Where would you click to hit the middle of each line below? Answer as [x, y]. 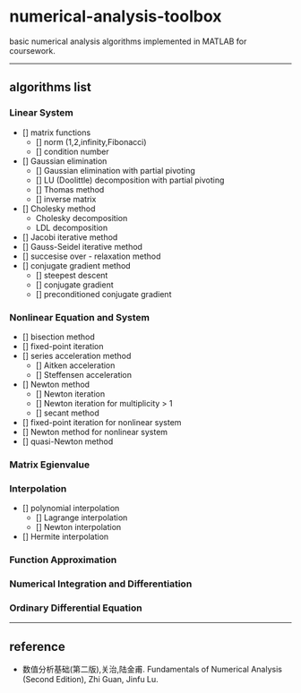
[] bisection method [59, 337]
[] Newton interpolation [78, 527]
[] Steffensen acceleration [84, 374]
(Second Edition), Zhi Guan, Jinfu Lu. [90, 680]
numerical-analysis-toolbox [116, 17]
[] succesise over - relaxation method [91, 256]
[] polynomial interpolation [71, 509]
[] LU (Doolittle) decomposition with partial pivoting [130, 180]
